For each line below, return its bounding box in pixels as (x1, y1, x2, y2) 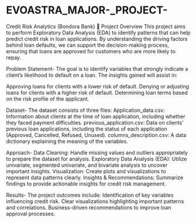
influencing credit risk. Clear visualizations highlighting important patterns (6, 197, 184, 205)
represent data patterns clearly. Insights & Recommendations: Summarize (6, 174, 184, 181)
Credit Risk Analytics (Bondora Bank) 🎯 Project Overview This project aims (6, 23, 186, 30)
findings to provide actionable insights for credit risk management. (6, 180, 167, 187)
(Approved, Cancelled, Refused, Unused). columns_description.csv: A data (6, 131, 187, 138)
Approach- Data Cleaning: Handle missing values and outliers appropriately (6, 149, 188, 156)
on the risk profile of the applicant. (6, 95, 90, 102)
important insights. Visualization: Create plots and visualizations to (6, 167, 166, 174)
